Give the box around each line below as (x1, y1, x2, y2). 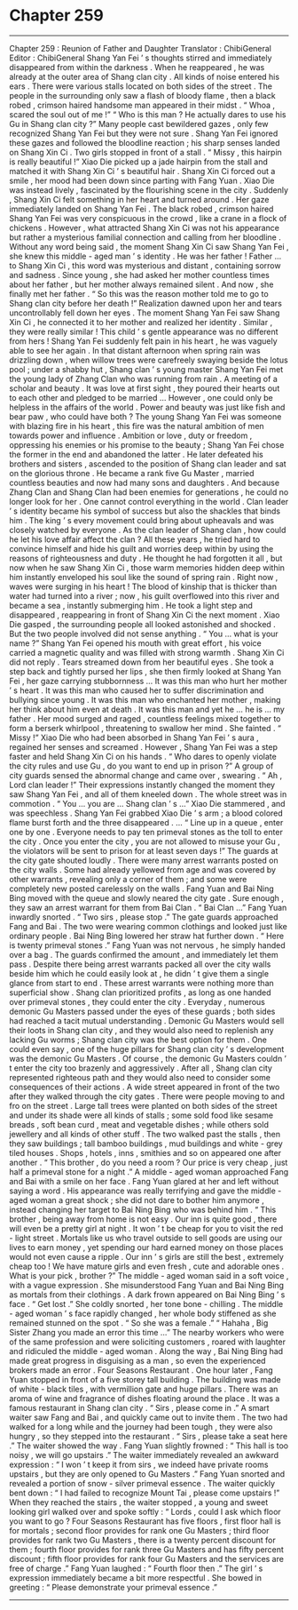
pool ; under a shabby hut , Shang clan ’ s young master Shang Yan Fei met (9, 363, 284, 374)
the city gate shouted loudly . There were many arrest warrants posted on (9, 855, 279, 865)
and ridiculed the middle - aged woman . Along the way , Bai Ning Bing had (9, 1345, 284, 1356)
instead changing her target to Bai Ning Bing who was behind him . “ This (9, 1204, 277, 1215)
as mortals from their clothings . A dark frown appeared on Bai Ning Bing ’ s (9, 1289, 286, 1300)
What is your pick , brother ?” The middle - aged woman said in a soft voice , (9, 1270, 289, 1280)
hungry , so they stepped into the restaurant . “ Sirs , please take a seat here (9, 1431, 288, 1441)
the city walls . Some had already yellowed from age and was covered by (9, 864, 277, 875)
